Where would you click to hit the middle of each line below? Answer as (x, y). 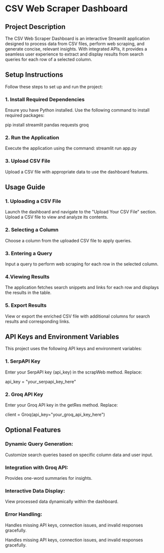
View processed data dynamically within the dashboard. (62, 501)
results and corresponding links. (38, 321)
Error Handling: (24, 514)
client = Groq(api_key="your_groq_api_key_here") (55, 414)
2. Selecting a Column (32, 230)
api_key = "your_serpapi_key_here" (41, 381)
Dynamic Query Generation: (39, 444)
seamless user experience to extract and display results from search (74, 54)
